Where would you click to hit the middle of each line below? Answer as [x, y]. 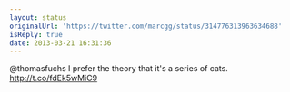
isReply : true [36, 34]
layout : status [38, 18]
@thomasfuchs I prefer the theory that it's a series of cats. [119, 69]
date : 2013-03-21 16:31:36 [60, 43]
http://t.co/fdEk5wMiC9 [54, 78]
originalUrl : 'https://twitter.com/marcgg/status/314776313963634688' [146, 26]
